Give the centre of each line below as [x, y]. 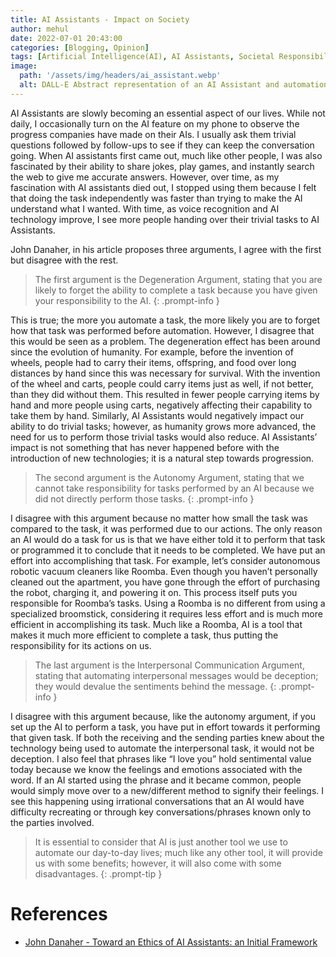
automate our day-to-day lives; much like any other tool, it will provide [178, 852]
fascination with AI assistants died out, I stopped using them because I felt [163, 187]
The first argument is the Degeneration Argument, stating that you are [178, 279]
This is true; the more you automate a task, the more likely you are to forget [165, 320]
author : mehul [40, 29]
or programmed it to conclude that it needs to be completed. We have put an [168, 550]
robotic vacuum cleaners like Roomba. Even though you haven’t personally [164, 571]
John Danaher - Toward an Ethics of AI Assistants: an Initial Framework [171, 942]
